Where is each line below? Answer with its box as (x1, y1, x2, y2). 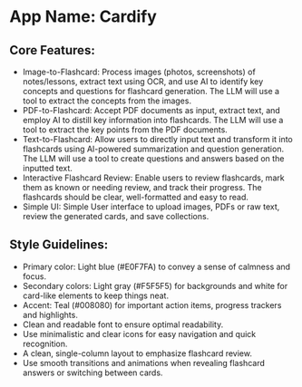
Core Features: (9, 43, 95, 58)
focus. (22, 270, 47, 282)
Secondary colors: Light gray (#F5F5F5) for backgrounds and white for (22, 280, 288, 291)
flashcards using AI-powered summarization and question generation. (22, 143, 284, 154)
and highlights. (22, 309, 79, 320)
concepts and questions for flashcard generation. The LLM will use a (22, 86, 279, 96)
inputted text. (22, 163, 73, 173)
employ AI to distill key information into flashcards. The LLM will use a (22, 115, 284, 125)
